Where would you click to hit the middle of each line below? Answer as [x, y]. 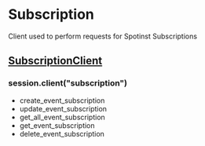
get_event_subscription [57, 125]
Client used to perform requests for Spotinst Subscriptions [103, 36]
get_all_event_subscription [62, 117]
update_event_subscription [63, 108]
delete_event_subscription [62, 133]
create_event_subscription [62, 100]
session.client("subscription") [68, 83]
